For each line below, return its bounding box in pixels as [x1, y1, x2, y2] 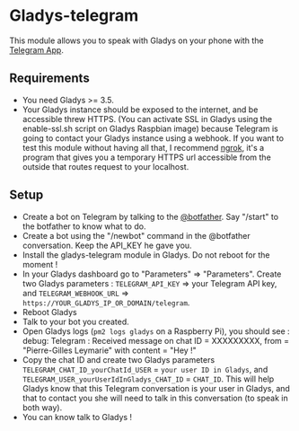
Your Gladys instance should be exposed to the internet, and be [22, 104, 259, 115]
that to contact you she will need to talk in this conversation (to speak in [22, 392, 289, 403]
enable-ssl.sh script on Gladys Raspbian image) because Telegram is [22, 123, 278, 134]
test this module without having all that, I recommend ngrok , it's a [22, 142, 265, 153]
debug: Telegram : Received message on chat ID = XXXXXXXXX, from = [22, 335, 290, 346]
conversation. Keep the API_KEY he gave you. [22, 240, 192, 251]
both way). [22, 401, 63, 413]
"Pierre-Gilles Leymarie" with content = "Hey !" [22, 345, 198, 356]
